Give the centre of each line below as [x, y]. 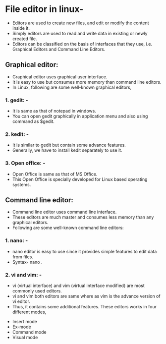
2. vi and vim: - [24, 275]
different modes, [29, 312]
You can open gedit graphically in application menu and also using [80, 116]
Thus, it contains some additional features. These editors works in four [84, 307]
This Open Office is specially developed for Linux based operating [80, 179]
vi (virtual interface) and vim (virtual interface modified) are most [78, 286]
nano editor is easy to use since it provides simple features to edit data [84, 251]
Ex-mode [22, 327]
